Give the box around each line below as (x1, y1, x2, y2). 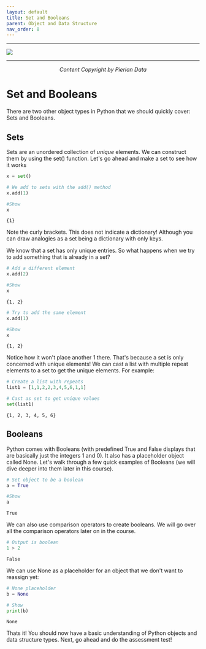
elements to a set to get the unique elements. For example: (6, 367, 155, 374)
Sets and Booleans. (6, 114, 55, 121)
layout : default (6, 9, 48, 15)
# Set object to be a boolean (6, 477, 84, 483)
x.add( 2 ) (6, 271, 29, 277)
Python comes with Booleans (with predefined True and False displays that (6, 445, 196, 453)
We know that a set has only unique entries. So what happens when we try (6, 247, 195, 255)
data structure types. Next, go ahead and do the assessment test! (6, 636, 172, 643)
